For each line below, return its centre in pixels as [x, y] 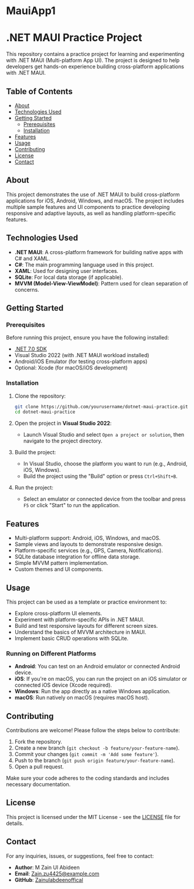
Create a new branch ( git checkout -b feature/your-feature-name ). [97, 748]
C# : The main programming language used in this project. [84, 264]
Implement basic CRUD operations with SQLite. [72, 638]
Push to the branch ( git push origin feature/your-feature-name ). [95, 761]
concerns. [27, 289]
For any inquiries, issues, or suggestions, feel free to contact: [80, 856]
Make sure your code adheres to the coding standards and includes [88, 778]
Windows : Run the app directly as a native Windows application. [93, 691]
